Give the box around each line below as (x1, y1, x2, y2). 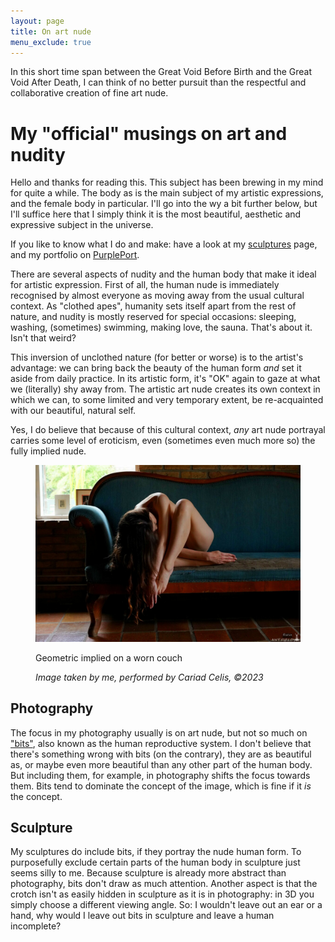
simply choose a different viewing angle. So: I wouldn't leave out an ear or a (10, 899, 323, 911)
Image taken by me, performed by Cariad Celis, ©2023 (35, 671, 264, 683)
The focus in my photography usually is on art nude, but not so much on (10, 726, 308, 739)
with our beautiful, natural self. (10, 405, 137, 417)
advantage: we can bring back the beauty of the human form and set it (10, 362, 302, 374)
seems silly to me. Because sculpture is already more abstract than (10, 867, 287, 879)
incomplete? (10, 920, 62, 932)
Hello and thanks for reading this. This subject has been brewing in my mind (10, 176, 324, 189)
